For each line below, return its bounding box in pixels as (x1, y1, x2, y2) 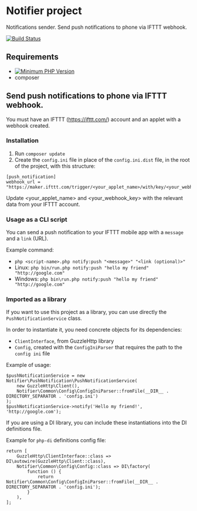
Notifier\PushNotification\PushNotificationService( (6, 378, 138, 384)
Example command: (6, 246, 54, 253)
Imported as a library (6, 295, 67, 303)
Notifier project (6, 4, 82, 18)
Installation (6, 136, 39, 145)
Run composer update (14, 150, 66, 157)
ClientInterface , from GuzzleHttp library (14, 338, 114, 345)
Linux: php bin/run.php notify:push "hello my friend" (14, 264, 150, 271)
